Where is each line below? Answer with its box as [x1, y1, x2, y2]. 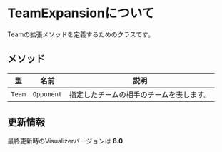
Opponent [32, 90, 63, 98]
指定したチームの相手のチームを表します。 [69, 89, 211, 99]
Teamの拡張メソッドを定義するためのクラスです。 [7, 30, 155, 39]
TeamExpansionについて [7, 5, 155, 21]
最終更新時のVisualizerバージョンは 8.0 [7, 136, 123, 145]
